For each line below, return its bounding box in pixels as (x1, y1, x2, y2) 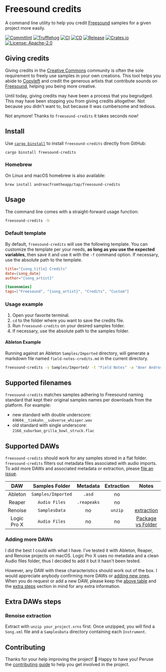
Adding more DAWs (5, 536, 53, 543)
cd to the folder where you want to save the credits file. (12, 317, 124, 323)
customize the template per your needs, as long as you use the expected (5, 246, 155, 252)
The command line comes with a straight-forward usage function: (5, 209, 139, 215)
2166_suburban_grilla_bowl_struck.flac (12, 429, 95, 434)
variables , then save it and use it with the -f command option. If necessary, (5, 251, 159, 258)
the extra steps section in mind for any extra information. (5, 583, 121, 589)
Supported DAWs (5, 442, 59, 450)
